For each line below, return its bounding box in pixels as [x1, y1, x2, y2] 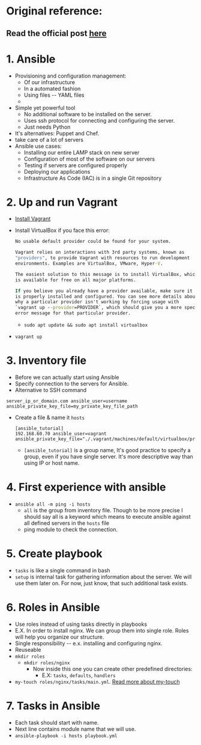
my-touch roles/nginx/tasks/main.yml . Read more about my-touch [14, 678, 180, 685]
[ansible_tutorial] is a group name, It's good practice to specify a [23, 447, 191, 454]
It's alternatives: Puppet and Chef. [14, 129, 100, 136]
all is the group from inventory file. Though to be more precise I [23, 506, 183, 514]
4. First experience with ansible [6, 480, 166, 494]
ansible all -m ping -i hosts [14, 501, 91, 507]
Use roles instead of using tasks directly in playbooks [14, 621, 148, 628]
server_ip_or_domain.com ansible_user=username [6, 398, 128, 404]
